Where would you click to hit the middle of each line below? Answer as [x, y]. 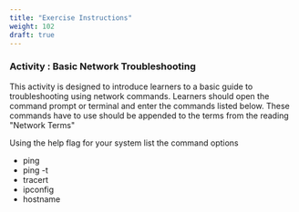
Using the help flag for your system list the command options [124, 143]
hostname [41, 199]
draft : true [32, 35]
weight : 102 [32, 26]
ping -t [35, 170]
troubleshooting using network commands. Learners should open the [139, 96]
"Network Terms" [42, 125]
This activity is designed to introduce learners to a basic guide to [131, 86]
